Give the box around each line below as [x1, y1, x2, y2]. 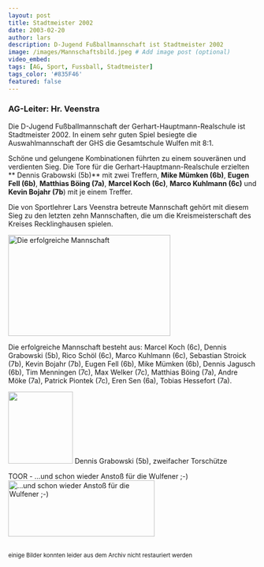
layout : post [8, 11, 51, 20]
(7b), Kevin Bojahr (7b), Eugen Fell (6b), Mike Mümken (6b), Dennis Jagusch [8, 359, 256, 368]
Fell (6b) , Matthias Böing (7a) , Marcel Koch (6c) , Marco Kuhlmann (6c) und [8, 178, 257, 188]
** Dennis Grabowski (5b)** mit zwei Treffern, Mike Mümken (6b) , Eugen [8, 170, 250, 180]
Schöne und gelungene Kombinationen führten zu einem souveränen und [8, 153, 247, 162]
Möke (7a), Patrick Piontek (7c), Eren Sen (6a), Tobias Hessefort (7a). [8, 375, 232, 385]
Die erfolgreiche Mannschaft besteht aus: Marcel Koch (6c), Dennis [8, 342, 227, 352]
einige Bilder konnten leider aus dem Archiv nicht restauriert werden [8, 551, 193, 559]
